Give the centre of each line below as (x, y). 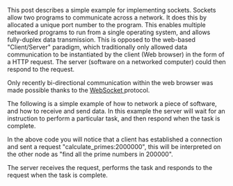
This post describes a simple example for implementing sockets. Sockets (112, 10)
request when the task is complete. (57, 175)
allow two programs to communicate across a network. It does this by (107, 17)
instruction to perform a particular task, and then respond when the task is (114, 118)
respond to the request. (41, 69)
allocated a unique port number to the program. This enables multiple (107, 25)
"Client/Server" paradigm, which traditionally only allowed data (97, 47)
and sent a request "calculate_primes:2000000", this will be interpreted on (114, 147)
